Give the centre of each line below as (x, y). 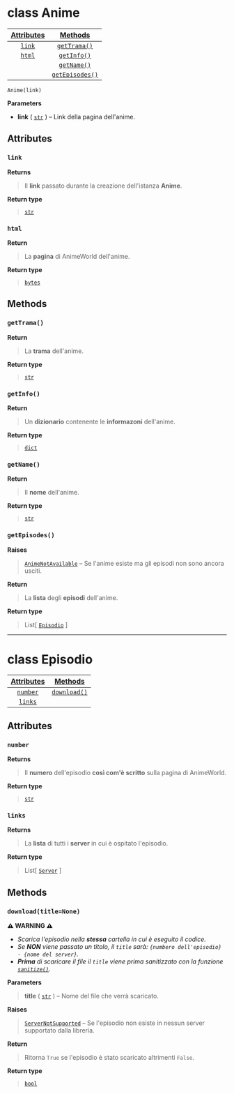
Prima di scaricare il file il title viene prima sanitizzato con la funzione (120, 961)
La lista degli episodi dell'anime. (71, 597)
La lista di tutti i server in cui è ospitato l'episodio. (96, 844)
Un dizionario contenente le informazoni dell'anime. (100, 421)
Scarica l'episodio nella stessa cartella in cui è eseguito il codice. (112, 939)
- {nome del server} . (48, 954)
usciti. (33, 571)
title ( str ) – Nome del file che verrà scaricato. (91, 996)
